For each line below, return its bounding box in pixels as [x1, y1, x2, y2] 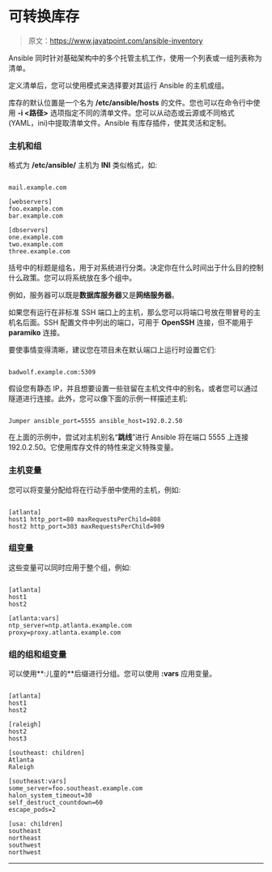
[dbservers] [8, 227, 49, 235]
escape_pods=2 [8, 805, 57, 814]
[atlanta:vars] [8, 614, 60, 622]
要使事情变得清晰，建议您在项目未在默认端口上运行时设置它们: [8, 345, 217, 355]
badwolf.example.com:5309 [8, 369, 96, 377]
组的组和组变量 [8, 649, 67, 660]
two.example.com [8, 240, 63, 248]
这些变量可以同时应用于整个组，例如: [8, 562, 132, 572]
